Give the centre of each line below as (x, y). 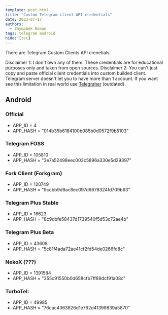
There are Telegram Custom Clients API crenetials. (58, 52)
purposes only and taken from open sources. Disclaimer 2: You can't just (81, 68)
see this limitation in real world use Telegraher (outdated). (65, 84)
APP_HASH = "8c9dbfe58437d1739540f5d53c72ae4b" (70, 219)
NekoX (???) (21, 262)
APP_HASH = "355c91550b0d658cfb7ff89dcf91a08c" (69, 279)
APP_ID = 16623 (29, 214)
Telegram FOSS (25, 144)
